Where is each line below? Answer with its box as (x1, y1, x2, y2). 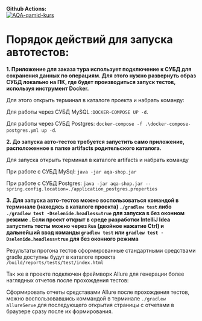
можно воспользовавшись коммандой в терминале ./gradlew (6, 294, 166, 302)
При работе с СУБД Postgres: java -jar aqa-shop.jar (6, 180, 144, 187)
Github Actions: (6, 5, 47, 12)
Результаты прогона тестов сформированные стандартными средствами (6, 247, 196, 254)
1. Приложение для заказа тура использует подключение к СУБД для (6, 65, 192, 73)
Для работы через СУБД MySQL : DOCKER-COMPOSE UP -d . (6, 108, 149, 115)
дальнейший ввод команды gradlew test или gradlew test (6, 229, 159, 236)
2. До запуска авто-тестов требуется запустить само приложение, (6, 138, 185, 145)
